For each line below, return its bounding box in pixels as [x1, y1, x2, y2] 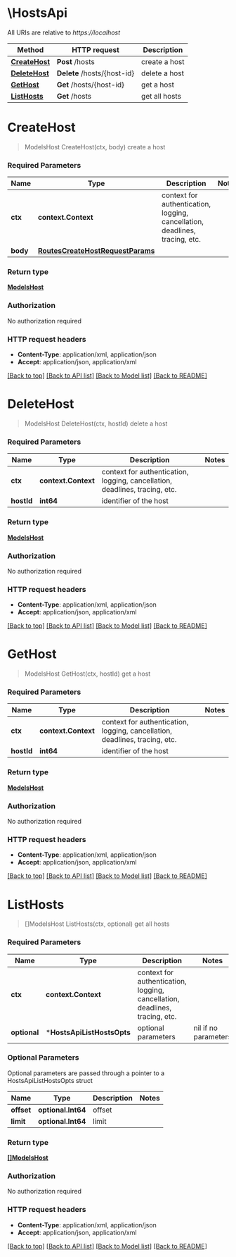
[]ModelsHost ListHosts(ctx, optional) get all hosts [24, 919, 170, 928]
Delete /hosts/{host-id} [56, 68, 135, 78]
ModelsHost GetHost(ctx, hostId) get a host [24, 669, 151, 678]
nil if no [193, 1023, 218, 1033]
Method [17, 44, 44, 54]
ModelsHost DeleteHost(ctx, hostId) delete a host [24, 419, 168, 428]
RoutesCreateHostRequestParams [37, 246, 155, 256]
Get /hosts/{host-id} [56, 80, 125, 89]
